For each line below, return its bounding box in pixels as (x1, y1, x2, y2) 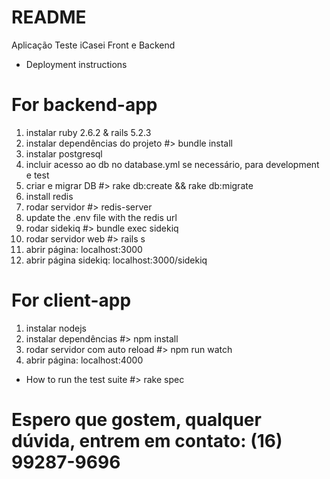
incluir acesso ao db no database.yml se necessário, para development (25, 158, 320, 170)
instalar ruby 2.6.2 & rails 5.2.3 (25, 126, 152, 138)
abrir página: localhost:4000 (25, 354, 144, 366)
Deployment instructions (25, 58, 128, 70)
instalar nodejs (25, 322, 87, 334)
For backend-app (11, 94, 158, 116)
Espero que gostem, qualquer (11, 409, 262, 431)
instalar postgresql (25, 147, 103, 160)
